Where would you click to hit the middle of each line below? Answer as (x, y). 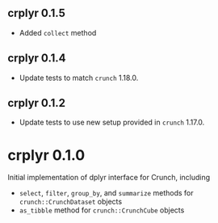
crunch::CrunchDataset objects (71, 202)
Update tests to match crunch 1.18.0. (79, 78)
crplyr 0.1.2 (37, 103)
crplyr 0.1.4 (37, 59)
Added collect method (58, 32)
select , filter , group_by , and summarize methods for (106, 193)
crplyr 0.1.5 (37, 13)
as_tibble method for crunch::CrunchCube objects (102, 210)
